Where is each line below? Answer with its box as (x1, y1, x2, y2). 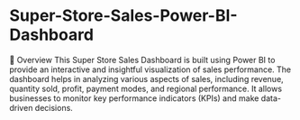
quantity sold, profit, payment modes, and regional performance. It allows (9, 83, 282, 94)
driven (9, 102, 33, 113)
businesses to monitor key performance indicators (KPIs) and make (9, 92, 259, 104)
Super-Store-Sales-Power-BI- (9, 5, 238, 26)
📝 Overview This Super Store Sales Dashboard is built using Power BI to (9, 54, 276, 65)
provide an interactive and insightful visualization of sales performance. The (9, 64, 292, 75)
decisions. (34, 102, 74, 113)
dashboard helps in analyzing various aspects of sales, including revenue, (9, 73, 284, 84)
